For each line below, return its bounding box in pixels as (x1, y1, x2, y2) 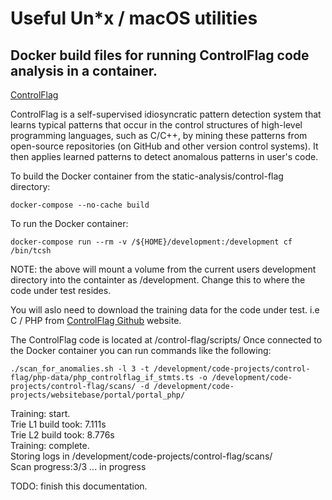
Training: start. (10, 408, 71, 419)
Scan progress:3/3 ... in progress (10, 461, 147, 472)
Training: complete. (10, 440, 90, 451)
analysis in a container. (10, 62, 158, 79)
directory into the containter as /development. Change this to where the (10, 274, 306, 286)
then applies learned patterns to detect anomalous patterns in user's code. (10, 151, 319, 162)
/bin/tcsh (10, 246, 52, 256)
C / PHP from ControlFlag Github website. (10, 315, 182, 326)
